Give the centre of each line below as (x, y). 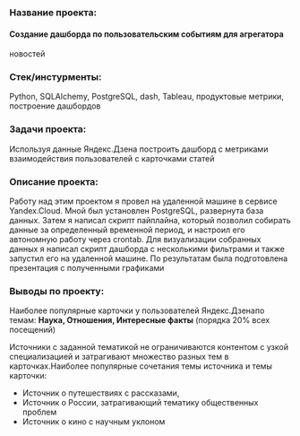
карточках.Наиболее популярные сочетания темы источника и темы (141, 366)
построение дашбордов (55, 106)
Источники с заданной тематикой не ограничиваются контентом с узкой (149, 347)
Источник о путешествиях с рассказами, (101, 393)
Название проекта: (53, 13)
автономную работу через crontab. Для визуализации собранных (135, 240)
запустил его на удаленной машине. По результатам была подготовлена (149, 258)
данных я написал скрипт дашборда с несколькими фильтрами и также (147, 249)
